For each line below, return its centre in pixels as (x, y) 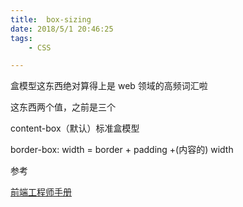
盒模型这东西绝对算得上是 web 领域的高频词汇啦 (109, 86)
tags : (21, 38)
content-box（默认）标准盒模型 (75, 128)
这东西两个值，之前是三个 (63, 107)
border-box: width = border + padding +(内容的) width (122, 150)
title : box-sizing (51, 19)
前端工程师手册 (41, 192)
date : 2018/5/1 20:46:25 (62, 29)
